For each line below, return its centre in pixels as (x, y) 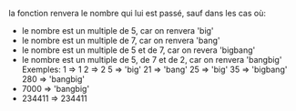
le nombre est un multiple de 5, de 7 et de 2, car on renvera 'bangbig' (152, 60)
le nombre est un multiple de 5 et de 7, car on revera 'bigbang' (138, 50)
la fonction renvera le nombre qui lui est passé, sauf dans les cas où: (137, 13)
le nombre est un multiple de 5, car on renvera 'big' (118, 30)
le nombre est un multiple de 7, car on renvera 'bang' (121, 40)
